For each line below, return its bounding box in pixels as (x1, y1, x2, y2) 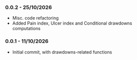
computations (12, 26, 41, 31)
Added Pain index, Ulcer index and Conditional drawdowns (12, 20, 133, 26)
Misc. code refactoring (12, 15, 59, 21)
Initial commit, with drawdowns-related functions (12, 49, 112, 55)
